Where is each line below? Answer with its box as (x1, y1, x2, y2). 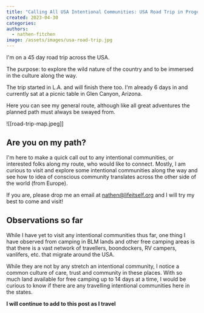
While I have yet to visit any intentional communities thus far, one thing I (6, 231, 186, 238)
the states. (6, 288, 33, 295)
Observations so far (6, 215, 83, 226)
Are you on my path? (6, 138, 86, 148)
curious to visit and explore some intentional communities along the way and (6, 166, 198, 173)
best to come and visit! (6, 198, 64, 205)
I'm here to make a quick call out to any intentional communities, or (6, 153, 174, 161)
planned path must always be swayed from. (6, 109, 115, 115)
